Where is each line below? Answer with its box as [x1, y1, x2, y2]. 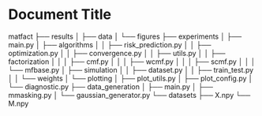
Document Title [8, 6, 112, 24]
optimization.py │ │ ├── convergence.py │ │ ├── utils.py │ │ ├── [8, 48, 226, 58]
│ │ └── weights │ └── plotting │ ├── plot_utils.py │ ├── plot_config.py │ [8, 73, 253, 83]
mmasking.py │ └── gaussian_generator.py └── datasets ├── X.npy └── [8, 90, 251, 99]
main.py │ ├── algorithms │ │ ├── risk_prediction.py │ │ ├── [8, 39, 211, 49]
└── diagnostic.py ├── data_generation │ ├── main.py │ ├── [8, 81, 213, 92]
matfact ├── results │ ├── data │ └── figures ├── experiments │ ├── [8, 32, 242, 41]
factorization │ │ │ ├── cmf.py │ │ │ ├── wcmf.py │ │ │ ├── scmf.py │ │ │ [8, 57, 256, 66]
